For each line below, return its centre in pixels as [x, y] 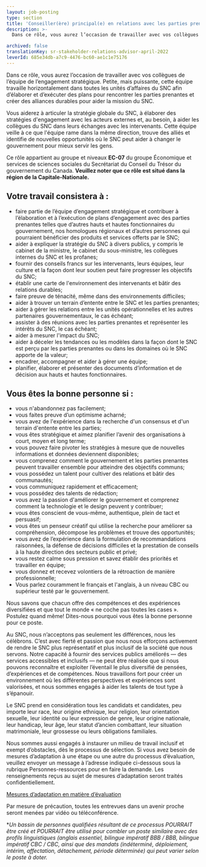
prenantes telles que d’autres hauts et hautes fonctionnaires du [95, 224]
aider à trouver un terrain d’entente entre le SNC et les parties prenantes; [107, 302]
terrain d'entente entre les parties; [58, 428]
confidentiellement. [31, 783]
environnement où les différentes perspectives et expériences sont [91, 680]
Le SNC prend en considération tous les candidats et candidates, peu [94, 705]
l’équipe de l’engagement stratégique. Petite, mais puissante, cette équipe [100, 81]
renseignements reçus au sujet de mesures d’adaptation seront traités [95, 776]
